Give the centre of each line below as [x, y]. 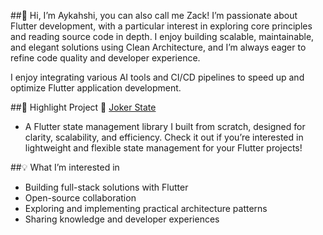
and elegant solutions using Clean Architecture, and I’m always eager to [158, 47]
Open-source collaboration [80, 198]
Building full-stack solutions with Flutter [106, 187]
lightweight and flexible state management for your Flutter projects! [163, 148]
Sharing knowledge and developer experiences [122, 219]
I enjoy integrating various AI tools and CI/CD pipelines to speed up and [157, 77]
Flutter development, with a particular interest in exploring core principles [161, 26]
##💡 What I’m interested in [65, 167]
